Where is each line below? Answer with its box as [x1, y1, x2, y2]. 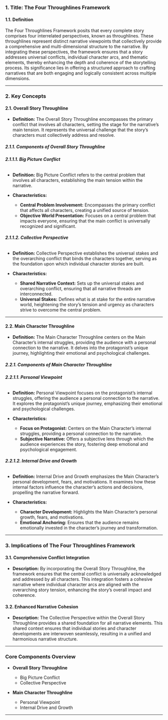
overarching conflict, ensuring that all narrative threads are [19, 286, 141, 292]
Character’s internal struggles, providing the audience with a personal [12, 340, 156, 346]
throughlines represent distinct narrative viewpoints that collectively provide [5, 38, 162, 44]
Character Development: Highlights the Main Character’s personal [19, 509, 157, 515]
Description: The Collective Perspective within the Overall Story [12, 615, 145, 621]
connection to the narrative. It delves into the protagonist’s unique [12, 345, 148, 351]
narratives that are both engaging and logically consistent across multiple [5, 70, 156, 76]
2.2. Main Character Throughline [5, 323, 75, 329]
